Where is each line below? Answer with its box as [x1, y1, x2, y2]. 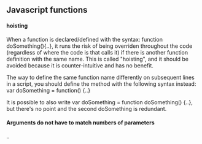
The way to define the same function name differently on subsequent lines [6, 74, 195, 81]
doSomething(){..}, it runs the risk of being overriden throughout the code [6, 42, 193, 50]
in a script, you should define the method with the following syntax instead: [6, 80, 196, 88]
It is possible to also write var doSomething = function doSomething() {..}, [6, 98, 193, 106]
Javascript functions [6, 5, 88, 15]
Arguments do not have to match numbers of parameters [6, 119, 155, 126]
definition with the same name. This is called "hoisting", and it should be [6, 55, 189, 63]
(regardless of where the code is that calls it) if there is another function [6, 48, 188, 56]
